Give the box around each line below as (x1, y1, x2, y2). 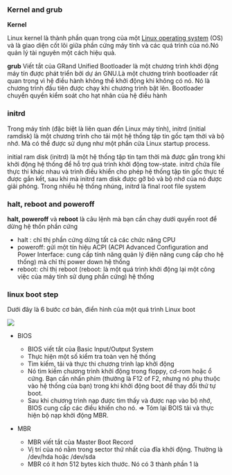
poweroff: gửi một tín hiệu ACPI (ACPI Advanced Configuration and (17, 243, 208, 251)
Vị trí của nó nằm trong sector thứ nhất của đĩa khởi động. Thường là (27, 445, 223, 454)
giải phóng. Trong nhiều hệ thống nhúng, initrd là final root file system (7, 182, 206, 190)
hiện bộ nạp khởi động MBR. (27, 411, 109, 420)
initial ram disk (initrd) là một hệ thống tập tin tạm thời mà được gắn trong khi (7, 152, 226, 160)
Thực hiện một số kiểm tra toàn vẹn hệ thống (27, 353, 157, 361)
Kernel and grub (7, 5, 63, 15)
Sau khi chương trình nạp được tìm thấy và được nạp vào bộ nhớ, (27, 396, 213, 405)
